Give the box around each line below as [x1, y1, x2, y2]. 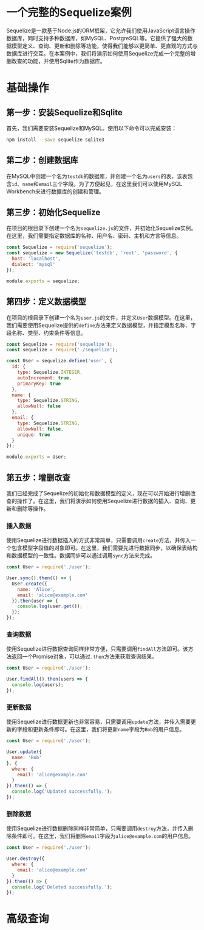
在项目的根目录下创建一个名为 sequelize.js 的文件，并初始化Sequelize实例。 [6, 224, 197, 232]
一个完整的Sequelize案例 [6, 5, 132, 20]
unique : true [17, 431, 50, 438]
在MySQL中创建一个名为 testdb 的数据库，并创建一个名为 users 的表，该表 [6, 172, 188, 180]
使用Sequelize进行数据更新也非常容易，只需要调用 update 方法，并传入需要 [6, 718, 191, 726]
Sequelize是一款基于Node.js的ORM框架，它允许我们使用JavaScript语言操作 [6, 27, 195, 34]
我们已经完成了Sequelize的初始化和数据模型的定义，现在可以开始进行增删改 [6, 489, 196, 497]
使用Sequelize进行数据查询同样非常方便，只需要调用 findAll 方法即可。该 [6, 645, 188, 653]
